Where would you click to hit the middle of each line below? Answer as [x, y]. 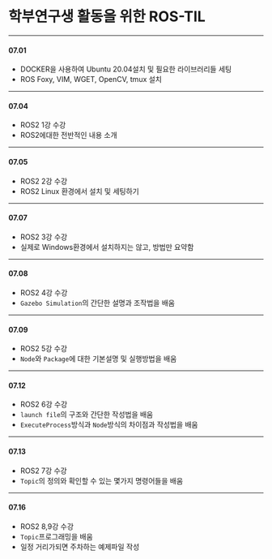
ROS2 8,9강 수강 [47, 526]
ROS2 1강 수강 [43, 125]
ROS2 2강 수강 [44, 181]
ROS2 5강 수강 [43, 349]
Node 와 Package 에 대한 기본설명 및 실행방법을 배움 [98, 359]
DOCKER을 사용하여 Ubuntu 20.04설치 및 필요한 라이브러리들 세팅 [126, 69]
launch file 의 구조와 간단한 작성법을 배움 [87, 415]
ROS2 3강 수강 [44, 237]
